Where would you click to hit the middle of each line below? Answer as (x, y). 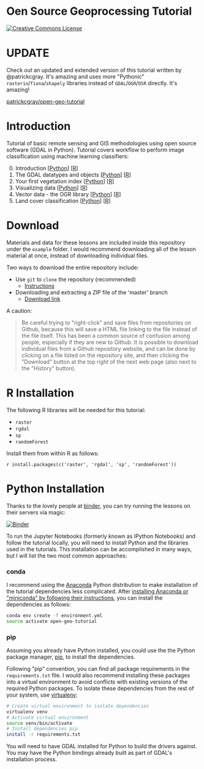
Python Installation (55, 488)
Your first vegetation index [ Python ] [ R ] (65, 181)
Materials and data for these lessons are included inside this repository (96, 242)
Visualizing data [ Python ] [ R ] (51, 188)
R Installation (40, 393)
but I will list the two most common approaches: (67, 556)
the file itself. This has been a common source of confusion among (106, 335)
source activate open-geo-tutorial (52, 621)
